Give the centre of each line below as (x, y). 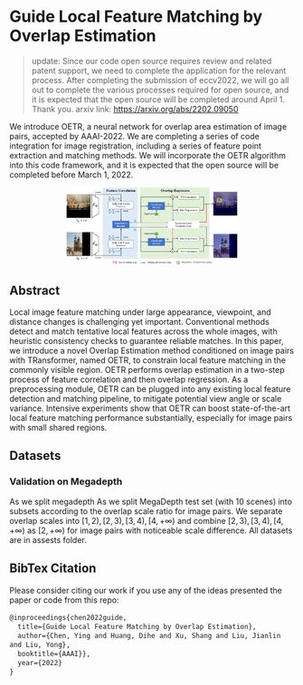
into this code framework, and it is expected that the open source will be (144, 165)
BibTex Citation (53, 569)
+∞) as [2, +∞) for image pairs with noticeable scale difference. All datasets (151, 530)
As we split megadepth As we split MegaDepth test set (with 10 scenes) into (151, 501)
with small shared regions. (58, 428)
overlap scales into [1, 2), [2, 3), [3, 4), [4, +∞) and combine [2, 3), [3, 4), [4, (147, 520)
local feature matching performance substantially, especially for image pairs (151, 418)
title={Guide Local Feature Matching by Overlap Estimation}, (137, 626)
